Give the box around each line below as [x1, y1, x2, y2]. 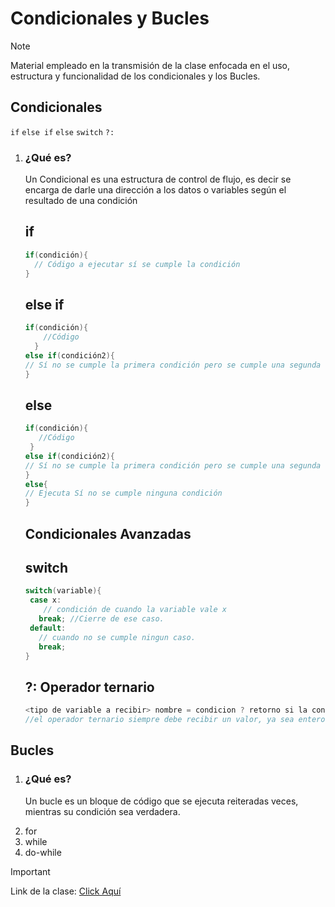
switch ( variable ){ [24, 586, 102, 596]
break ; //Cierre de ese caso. [38, 614, 165, 624]
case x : [29, 595, 62, 606]
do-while [24, 846, 62, 858]
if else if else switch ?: [10, 127, 115, 137]
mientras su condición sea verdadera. [24, 805, 181, 817]
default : [29, 623, 67, 633]
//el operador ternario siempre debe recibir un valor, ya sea [24, 715, 295, 725]
